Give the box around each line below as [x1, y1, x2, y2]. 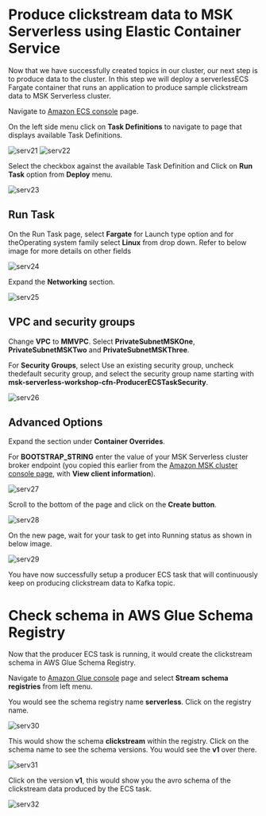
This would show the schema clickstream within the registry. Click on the [8, 736, 249, 746]
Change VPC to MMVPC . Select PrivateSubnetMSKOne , [8, 336, 195, 346]
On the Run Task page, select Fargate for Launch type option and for [8, 229, 234, 239]
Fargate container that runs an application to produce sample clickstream [8, 82, 249, 92]
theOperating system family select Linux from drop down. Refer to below [8, 237, 247, 247]
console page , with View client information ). [8, 469, 156, 479]
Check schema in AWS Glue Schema [8, 606, 254, 624]
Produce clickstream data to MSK [8, 6, 233, 24]
